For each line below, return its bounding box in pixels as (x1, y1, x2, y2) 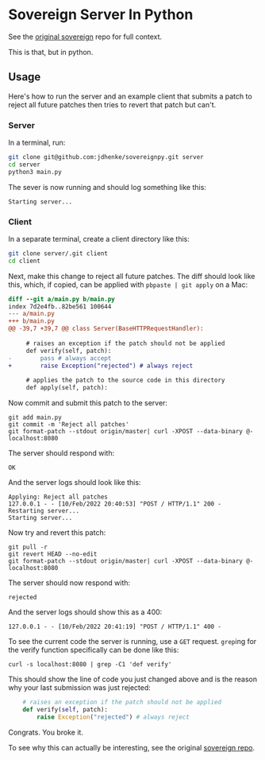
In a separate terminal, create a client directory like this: (8, 234, 190, 243)
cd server (8, 161, 41, 169)
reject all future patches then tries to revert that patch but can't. (8, 99, 217, 109)
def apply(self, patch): (25, 384, 109, 392)
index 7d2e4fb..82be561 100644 (8, 302, 112, 311)
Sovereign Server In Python (8, 6, 194, 24)
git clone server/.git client (8, 249, 109, 258)
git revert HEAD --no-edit (8, 550, 98, 558)
